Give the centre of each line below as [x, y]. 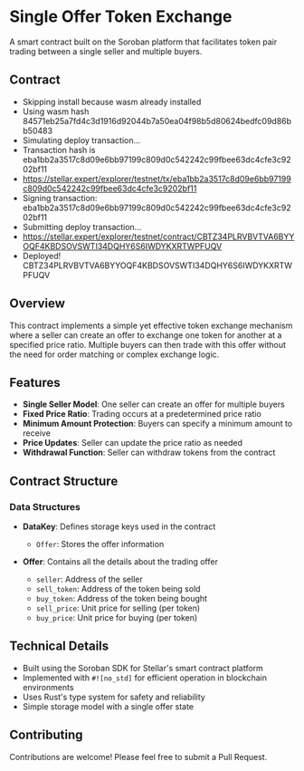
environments [48, 687]
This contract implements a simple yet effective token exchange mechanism [151, 325]
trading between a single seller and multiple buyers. [106, 51]
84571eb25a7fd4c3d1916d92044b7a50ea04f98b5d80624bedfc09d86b [157, 120]
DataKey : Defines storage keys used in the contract [119, 526]
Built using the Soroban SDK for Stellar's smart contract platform [143, 668]
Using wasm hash [56, 111]
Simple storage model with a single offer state [108, 706]
